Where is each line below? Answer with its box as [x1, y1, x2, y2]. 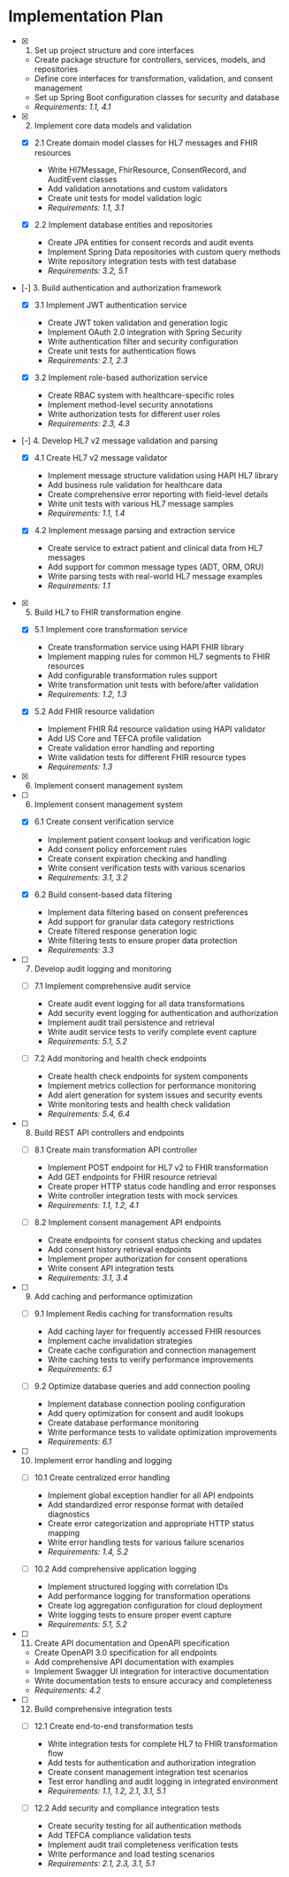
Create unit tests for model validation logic [47, 193, 202, 203]
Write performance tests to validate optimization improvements [47, 1426, 278, 1437]
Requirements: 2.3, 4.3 [47, 418, 130, 429]
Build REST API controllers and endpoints [34, 1127, 185, 1137]
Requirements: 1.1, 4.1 [34, 101, 111, 112]
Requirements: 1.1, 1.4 [47, 508, 125, 519]
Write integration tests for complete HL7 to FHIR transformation [47, 1739, 278, 1749]
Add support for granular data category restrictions [47, 916, 235, 927]
